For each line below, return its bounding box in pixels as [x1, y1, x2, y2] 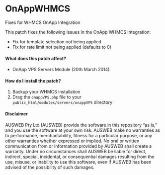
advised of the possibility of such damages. [5, 164, 94, 170]
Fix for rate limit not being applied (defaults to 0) [12, 44, 112, 50]
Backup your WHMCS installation [12, 89, 81, 95]
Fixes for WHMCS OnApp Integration [5, 19, 81, 25]
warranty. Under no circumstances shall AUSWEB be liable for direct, [5, 148, 147, 154]
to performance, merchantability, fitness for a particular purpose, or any [5, 132, 153, 138]
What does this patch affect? [5, 55, 66, 61]
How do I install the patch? [5, 78, 61, 84]
